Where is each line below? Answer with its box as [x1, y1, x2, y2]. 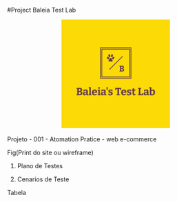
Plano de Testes [17, 162, 63, 170]
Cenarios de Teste [17, 175, 70, 183]
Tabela [7, 189, 26, 196]
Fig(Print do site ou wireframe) [7, 148, 94, 156]
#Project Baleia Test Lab [7, 6, 76, 14]
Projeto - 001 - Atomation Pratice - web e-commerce [7, 135, 157, 143]
